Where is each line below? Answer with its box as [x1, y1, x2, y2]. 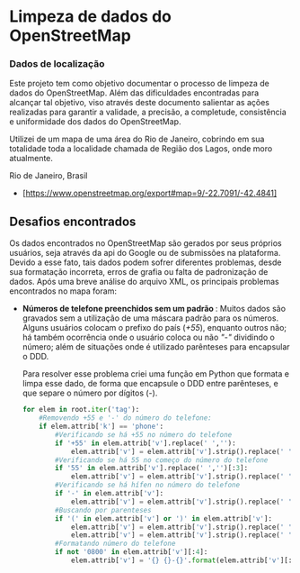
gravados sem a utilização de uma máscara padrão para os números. [22, 313, 279, 323]
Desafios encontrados [9, 214, 137, 229]
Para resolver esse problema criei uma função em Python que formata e [22, 368, 290, 379]
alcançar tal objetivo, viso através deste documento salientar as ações [9, 97, 270, 108]
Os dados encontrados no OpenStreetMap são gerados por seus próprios [9, 238, 282, 249]
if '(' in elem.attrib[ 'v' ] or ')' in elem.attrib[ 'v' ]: [55, 514, 272, 523]
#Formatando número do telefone [55, 539, 176, 549]
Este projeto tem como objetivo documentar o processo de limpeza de [9, 78, 269, 89]
